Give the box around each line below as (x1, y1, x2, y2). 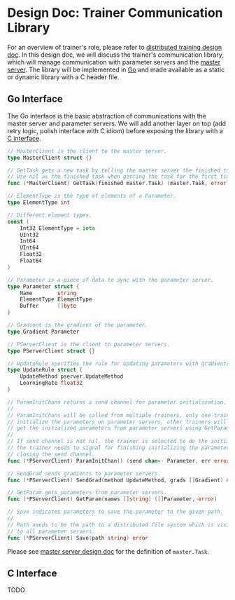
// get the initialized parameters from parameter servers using (7, 425, 201, 432)
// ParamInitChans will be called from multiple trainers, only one (7, 411, 211, 418)
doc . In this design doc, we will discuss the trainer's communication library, (7, 50, 224, 59)
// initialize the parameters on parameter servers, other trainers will (7, 418, 227, 425)
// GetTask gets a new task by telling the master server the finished (7, 167, 220, 174)
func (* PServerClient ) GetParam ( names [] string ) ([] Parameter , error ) (7, 496, 218, 503)
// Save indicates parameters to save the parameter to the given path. (7, 508, 224, 516)
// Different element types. (7, 212, 92, 219)
